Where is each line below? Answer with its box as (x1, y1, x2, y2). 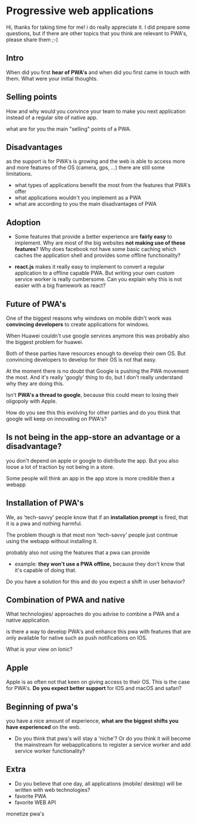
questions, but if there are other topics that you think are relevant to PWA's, (6, 29, 188, 36)
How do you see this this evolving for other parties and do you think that (6, 409, 181, 416)
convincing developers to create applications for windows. (6, 321, 150, 327)
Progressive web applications (6, 4, 154, 18)
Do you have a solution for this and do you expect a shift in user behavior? (6, 578, 186, 585)
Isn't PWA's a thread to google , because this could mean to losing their (6, 392, 179, 398)
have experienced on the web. (6, 724, 81, 731)
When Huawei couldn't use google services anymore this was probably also (6, 332, 189, 339)
